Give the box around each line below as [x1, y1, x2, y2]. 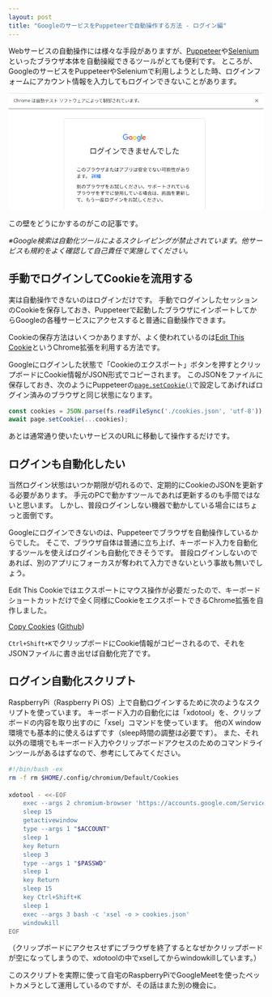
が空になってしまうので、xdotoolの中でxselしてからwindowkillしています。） [8, 953, 261, 963]
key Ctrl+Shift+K [23, 893, 82, 902]
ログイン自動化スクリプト [8, 674, 136, 688]
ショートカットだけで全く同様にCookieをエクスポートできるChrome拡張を [8, 596, 257, 605]
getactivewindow [23, 817, 79, 825]
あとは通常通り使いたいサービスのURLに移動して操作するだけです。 [8, 431, 235, 441]
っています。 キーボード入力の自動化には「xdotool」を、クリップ [43, 707, 261, 717]
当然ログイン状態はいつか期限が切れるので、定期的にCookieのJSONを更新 [8, 480, 257, 490]
